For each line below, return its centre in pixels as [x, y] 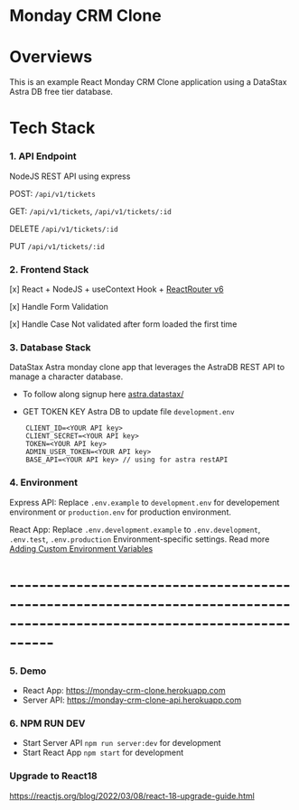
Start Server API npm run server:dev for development [121, 743]
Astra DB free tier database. [61, 92]
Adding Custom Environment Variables [81, 548]
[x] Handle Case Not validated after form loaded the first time [123, 324]
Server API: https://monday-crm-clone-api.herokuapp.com [132, 700]
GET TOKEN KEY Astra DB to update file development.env [128, 412]
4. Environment [44, 482]
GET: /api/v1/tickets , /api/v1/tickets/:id [90, 211]
